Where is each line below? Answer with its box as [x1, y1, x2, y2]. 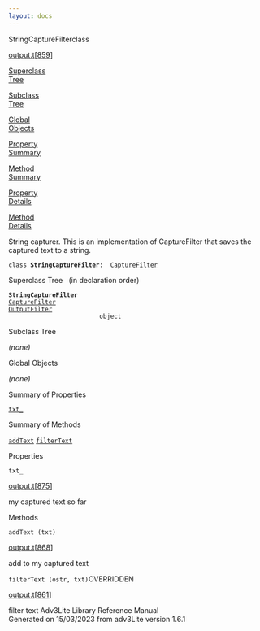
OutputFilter [8, 305, 53, 313]
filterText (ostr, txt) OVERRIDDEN [8, 574, 134, 584]
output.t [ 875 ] [8, 481, 53, 490]
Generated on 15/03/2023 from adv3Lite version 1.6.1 [8, 614, 186, 624]
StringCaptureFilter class [8, 34, 89, 44]
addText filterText [8, 437, 73, 445]
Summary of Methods [8, 420, 81, 429]
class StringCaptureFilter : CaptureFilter [8, 261, 158, 269]
